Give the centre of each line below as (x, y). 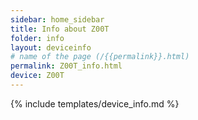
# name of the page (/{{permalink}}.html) (100, 57)
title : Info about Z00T (60, 29)
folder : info (37, 38)
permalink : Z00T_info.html (66, 66)
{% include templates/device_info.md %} (95, 103)
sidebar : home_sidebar (57, 19)
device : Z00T (37, 76)
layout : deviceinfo (51, 47)
